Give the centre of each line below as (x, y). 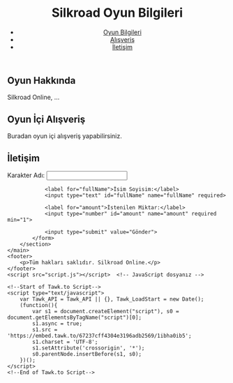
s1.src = (45, 329)
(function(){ (39, 305)
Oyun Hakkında (42, 81)
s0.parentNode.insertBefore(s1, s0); (87, 354)
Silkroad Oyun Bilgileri (117, 13)
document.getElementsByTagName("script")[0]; (74, 317)
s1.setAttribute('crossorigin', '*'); (89, 348)
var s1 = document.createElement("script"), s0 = (106, 311)
